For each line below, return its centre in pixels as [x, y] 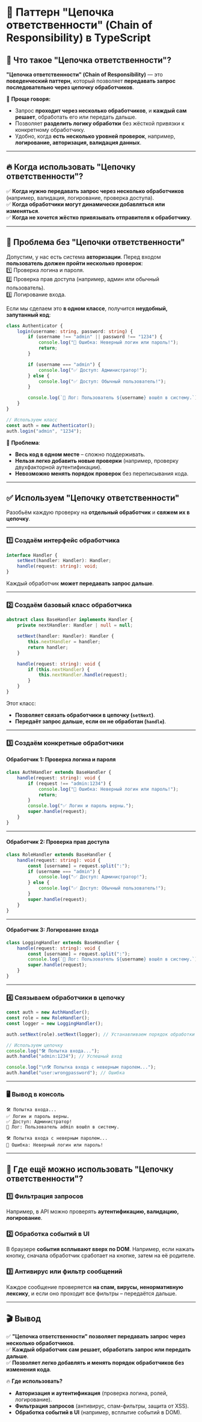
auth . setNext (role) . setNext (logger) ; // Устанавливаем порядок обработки [101, 1034]
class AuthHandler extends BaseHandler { [59, 773]
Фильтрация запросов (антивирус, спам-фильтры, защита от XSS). [102, 1406]
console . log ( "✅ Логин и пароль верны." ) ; [81, 806]
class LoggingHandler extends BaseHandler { [63, 942]
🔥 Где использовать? [35, 1381]
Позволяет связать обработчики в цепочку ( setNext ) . [85, 715]
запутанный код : [29, 315]
